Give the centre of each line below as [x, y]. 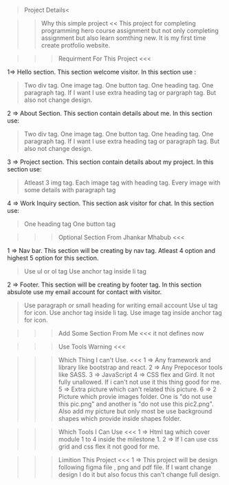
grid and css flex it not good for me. [109, 446]
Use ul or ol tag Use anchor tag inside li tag [85, 271]
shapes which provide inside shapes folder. [120, 419]
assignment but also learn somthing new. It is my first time [123, 38]
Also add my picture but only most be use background [135, 411]
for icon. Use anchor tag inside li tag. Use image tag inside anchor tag [123, 312]
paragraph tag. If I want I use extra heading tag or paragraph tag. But [122, 141]
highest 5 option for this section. [53, 258]
